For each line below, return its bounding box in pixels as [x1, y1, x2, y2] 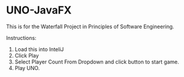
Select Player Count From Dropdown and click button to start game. [14, 58, 179, 65]
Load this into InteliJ [14, 45, 64, 53]
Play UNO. [14, 64, 40, 71]
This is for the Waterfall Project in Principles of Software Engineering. [6, 23, 175, 30]
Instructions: [6, 34, 37, 41]
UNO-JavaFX [6, 4, 72, 17]
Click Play [14, 52, 40, 59]
